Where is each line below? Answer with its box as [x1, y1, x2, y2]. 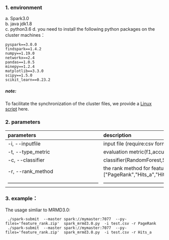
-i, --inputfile [8, 140, 41, 147]
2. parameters [5, 119, 41, 126]
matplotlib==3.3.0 [5, 68, 44, 74]
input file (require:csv [103, 140, 154, 147]
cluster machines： [5, 32, 45, 38]
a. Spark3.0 [5, 16, 29, 22]
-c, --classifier [8, 156, 45, 164]
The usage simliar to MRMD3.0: [5, 207, 70, 213]
